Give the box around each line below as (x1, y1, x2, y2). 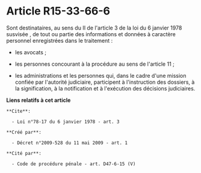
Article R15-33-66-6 (6, 4, 110, 18)
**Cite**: (6, 108, 31, 114)
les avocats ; (14, 48, 47, 55)
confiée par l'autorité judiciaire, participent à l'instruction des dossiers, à (14, 78, 195, 86)
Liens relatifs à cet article (6, 96, 71, 104)
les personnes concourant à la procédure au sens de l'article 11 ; (14, 60, 175, 68)
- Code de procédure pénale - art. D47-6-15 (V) (11, 161, 136, 167)
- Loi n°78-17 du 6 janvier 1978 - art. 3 (11, 119, 120, 125)
